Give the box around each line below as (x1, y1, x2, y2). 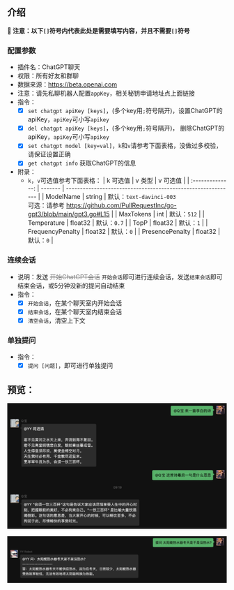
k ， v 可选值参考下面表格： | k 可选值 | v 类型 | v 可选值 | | (27, 177, 189, 185)
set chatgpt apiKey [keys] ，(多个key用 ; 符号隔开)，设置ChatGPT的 (27, 107, 223, 115)
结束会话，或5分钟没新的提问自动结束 (17, 281, 125, 290)
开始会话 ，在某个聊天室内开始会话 (27, 299, 123, 307)
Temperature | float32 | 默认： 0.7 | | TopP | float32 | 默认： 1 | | (27, 219, 208, 227)
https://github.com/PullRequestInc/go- (65, 201, 177, 209)
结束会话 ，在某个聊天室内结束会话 (27, 307, 123, 316)
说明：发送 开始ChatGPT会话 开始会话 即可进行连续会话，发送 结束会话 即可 (17, 272, 223, 281)
